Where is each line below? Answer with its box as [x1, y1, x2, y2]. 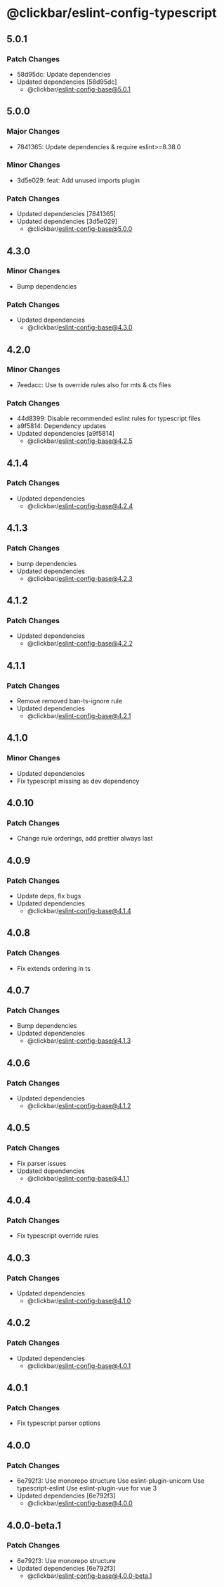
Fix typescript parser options [16, 1419, 101, 1427]
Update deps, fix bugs [16, 891, 81, 900]
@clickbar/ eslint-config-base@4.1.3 [27, 1036, 131, 1045]
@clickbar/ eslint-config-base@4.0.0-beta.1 [27, 1572, 152, 1580]
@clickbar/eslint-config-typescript [6, 5, 217, 21]
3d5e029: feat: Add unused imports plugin [16, 176, 140, 184]
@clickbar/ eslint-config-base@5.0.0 [27, 225, 133, 233]
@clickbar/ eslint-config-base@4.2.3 [27, 574, 133, 582]
